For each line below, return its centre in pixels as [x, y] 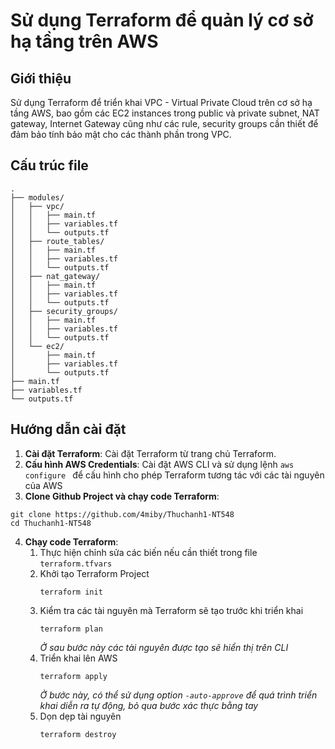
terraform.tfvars [76, 564]
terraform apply [73, 676]
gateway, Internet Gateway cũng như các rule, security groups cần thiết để [164, 123]
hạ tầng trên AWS [84, 41]
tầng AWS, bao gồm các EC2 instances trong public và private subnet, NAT [165, 113]
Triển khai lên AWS [78, 658]
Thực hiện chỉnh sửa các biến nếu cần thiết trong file [148, 552]
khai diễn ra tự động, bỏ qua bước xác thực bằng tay [149, 705]
